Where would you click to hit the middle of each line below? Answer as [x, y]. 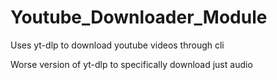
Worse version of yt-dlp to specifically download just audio [131, 64]
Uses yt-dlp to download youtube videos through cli [117, 45]
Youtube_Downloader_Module [139, 17]
